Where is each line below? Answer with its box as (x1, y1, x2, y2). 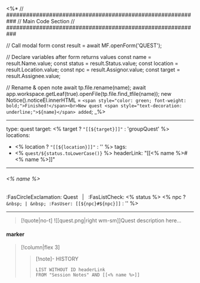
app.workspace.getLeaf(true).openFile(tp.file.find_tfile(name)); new (6, 91, 171, 97)
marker (6, 231, 25, 238)
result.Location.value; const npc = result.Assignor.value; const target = (6, 66, 180, 73)
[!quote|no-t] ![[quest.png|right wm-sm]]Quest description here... (20, 217, 182, 224)
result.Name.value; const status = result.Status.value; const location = (6, 60, 179, 67)
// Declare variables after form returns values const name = (6, 54, 152, 60)
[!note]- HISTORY (35, 256, 79, 263)
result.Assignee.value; (6, 73, 61, 79)
